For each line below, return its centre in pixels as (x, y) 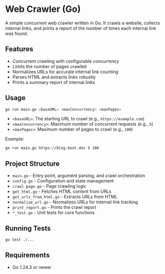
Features (19, 49)
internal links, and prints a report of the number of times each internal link (81, 28)
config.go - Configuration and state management (63, 181)
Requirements (27, 255)
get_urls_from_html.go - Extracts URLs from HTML (65, 197)
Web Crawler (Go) (43, 9)
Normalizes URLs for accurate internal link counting (65, 72)
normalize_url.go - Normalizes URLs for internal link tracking (75, 202)
